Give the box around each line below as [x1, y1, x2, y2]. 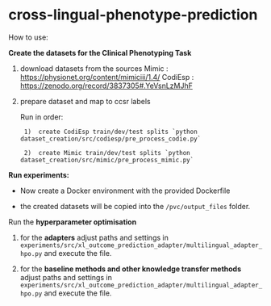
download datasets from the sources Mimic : [19, 63, 169, 73]
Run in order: [19, 111, 64, 122]
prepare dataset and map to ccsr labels [19, 96, 151, 106]
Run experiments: [8, 170, 70, 179]
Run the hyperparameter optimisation [8, 216, 137, 227]
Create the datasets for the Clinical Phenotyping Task [8, 48, 192, 57]
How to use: [8, 32, 48, 42]
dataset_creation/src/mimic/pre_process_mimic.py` [19, 156, 194, 164]
